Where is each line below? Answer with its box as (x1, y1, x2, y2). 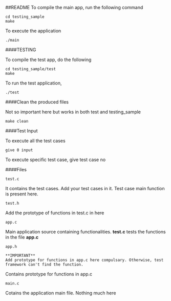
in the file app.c (5, 234, 39, 240)
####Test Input (5, 128, 38, 134)
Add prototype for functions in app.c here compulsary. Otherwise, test (5, 257, 164, 263)
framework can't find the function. (5, 262, 83, 267)
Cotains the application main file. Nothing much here (5, 290, 116, 296)
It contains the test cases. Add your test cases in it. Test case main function (5, 186, 165, 191)
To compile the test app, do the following (5, 56, 92, 63)
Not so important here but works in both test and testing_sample (5, 109, 141, 115)
